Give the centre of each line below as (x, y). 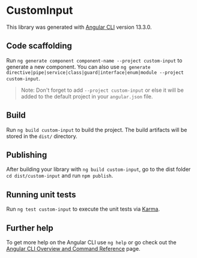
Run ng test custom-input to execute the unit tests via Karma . (83, 209)
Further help (30, 228)
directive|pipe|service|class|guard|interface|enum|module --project (95, 73)
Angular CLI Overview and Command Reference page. (73, 249)
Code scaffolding (39, 46)
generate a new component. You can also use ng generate (78, 67)
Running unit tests (41, 195)
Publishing (27, 154)
